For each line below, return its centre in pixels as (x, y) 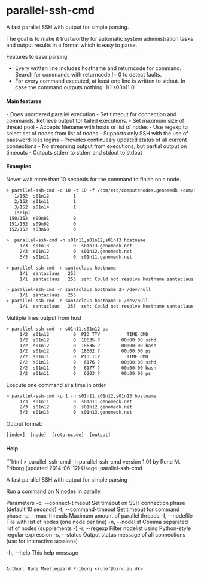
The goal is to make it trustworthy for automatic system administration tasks (100, 38)
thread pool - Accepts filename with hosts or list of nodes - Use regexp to (97, 127)
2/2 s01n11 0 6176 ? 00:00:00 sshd (88, 362)
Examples (19, 166)
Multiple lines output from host (44, 317)
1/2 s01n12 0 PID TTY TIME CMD (84, 334)
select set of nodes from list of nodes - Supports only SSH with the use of (97, 134)
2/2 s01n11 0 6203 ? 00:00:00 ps (85, 373)
